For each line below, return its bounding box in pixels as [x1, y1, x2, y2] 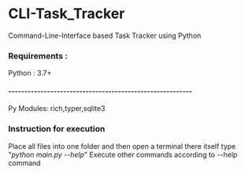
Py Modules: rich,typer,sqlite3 [8, 104, 106, 113]
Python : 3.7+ [8, 68, 52, 78]
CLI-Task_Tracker [8, 5, 125, 23]
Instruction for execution [8, 124, 106, 135]
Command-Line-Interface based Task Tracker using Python [8, 31, 202, 40]
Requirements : [8, 50, 69, 61]
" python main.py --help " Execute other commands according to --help [8, 150, 238, 159]
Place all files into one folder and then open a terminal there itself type [8, 141, 236, 150]
